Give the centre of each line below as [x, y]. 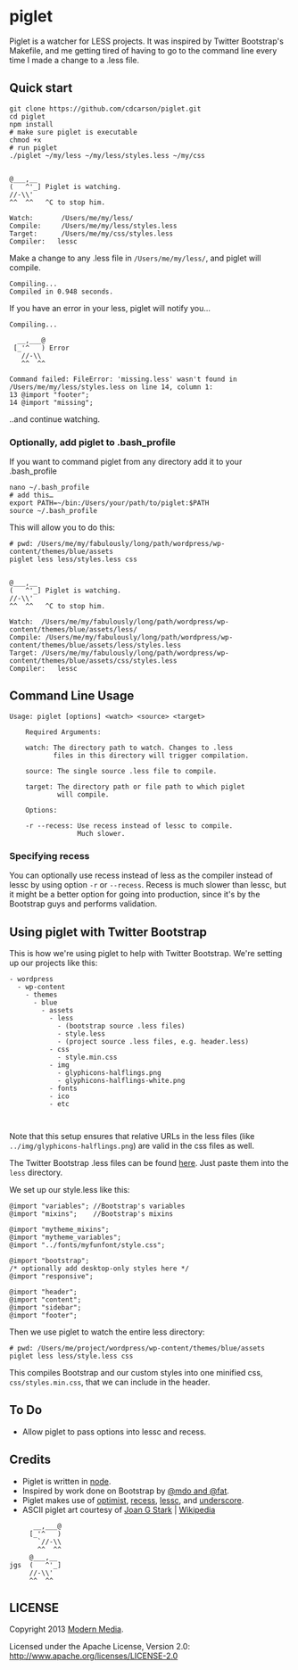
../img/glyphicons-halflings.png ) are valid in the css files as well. [132, 1145]
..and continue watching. [55, 419]
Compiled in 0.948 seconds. [62, 292]
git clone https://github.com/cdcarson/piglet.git [105, 109]
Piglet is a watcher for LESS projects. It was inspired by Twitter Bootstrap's [146, 41]
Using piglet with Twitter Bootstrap [108, 932]
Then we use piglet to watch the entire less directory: [107, 1332]
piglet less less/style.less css [71, 1356]
